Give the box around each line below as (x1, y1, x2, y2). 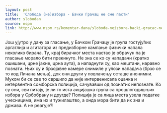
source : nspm (5, 21, 32, 26)
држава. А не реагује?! (5, 103, 54, 109)
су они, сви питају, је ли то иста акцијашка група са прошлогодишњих (5, 87, 155, 93)
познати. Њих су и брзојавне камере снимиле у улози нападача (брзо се (5, 65, 162, 72)
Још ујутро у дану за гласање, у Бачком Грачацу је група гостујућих (5, 39, 152, 45)
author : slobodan (5, 16, 41, 21)
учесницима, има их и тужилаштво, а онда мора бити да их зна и (5, 97, 145, 103)
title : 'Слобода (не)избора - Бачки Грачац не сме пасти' (5, 12, 130, 17)
